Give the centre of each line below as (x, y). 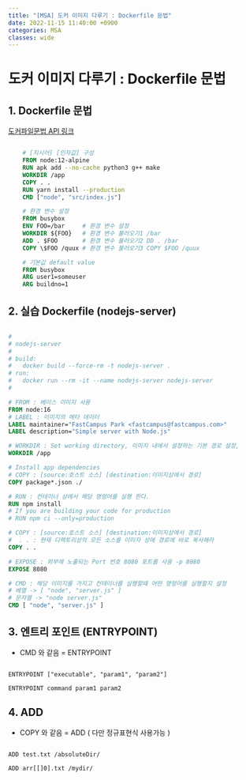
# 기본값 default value (59, 262)
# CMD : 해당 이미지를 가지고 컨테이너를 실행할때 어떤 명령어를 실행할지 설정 (117, 583)
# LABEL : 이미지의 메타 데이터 (54, 417)
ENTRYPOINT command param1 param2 (65, 688)
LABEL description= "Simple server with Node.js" (89, 431)
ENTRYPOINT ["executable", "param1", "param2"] (88, 674)
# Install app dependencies (54, 468)
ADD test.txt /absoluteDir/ (54, 754)
